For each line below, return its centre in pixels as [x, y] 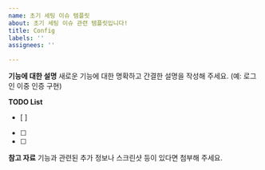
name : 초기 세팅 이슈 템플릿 [49, 16]
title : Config [32, 30]
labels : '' [26, 38]
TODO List [26, 102]
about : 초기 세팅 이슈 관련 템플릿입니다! [68, 23]
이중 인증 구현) [39, 86]
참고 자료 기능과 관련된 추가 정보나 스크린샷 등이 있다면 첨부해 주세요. [116, 158]
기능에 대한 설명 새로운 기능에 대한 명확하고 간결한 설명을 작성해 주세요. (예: [125, 76]
